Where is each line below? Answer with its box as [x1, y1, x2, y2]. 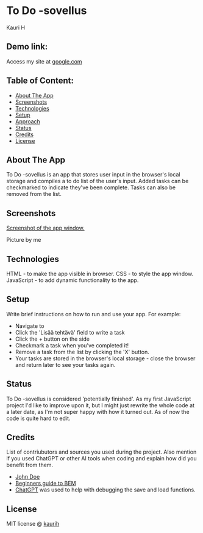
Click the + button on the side [15, 335, 90, 343]
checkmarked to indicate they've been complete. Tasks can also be [6, 184, 176, 191]
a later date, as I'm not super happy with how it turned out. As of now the [6, 408, 190, 415]
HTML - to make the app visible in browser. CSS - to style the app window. [6, 270, 194, 277]
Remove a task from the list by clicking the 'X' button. [15, 348, 149, 355]
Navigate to [15, 322, 45, 330]
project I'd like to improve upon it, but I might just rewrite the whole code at [6, 401, 195, 409]
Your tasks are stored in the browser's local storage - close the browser [15, 355, 196, 362]
